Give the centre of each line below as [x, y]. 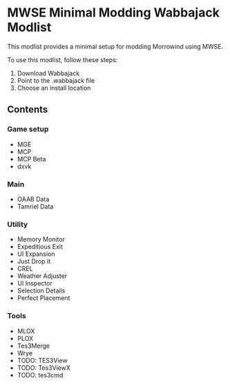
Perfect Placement [44, 298]
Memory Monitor [41, 239]
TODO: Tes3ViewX [44, 368]
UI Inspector [35, 284]
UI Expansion [36, 254]
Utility [18, 224]
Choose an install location [54, 88]
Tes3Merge [33, 346]
